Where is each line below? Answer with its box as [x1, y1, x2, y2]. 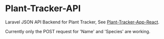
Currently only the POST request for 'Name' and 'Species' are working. [5, 28, 151, 34]
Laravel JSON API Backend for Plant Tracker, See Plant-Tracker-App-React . [5, 19, 160, 25]
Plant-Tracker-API [5, 3, 81, 14]
